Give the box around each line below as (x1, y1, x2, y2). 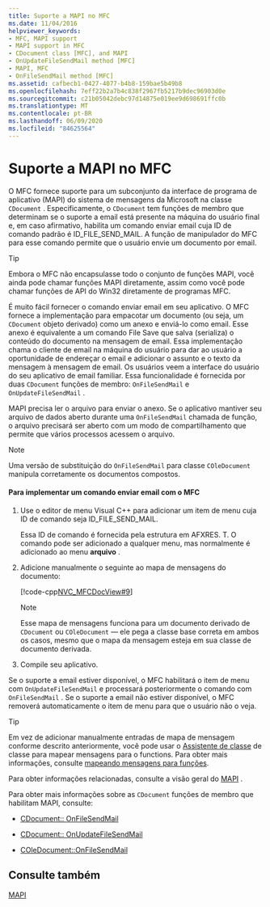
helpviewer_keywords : (8, 27, 82, 35)
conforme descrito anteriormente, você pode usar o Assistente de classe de (8, 740, 263, 750)
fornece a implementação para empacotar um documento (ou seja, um (8, 310, 244, 320)
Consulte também (8, 868, 101, 882)
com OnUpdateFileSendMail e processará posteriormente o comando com (8, 684, 252, 694)
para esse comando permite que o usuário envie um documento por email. (8, 238, 257, 247)
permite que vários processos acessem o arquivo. (8, 429, 175, 439)
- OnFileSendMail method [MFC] (8, 72, 114, 80)
